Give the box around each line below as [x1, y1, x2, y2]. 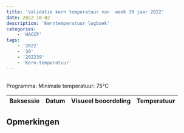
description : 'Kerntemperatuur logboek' [6, 20, 111, 26]
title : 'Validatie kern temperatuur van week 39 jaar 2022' [6, 9, 165, 15]
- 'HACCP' [17, 32, 43, 38]
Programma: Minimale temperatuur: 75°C [6, 82, 109, 89]
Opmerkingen [6, 117, 60, 128]
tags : [6, 37, 20, 43]
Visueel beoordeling [70, 97, 131, 105]
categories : [6, 26, 36, 32]
